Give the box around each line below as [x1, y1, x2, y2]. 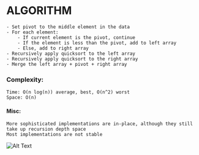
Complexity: [6, 75, 44, 84]
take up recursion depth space [6, 126, 86, 132]
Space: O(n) [6, 95, 37, 101]
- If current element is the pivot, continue [17, 34, 136, 40]
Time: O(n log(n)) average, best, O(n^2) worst [6, 89, 130, 95]
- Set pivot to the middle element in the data [6, 24, 130, 30]
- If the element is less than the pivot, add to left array [17, 40, 176, 46]
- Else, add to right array [17, 45, 89, 51]
